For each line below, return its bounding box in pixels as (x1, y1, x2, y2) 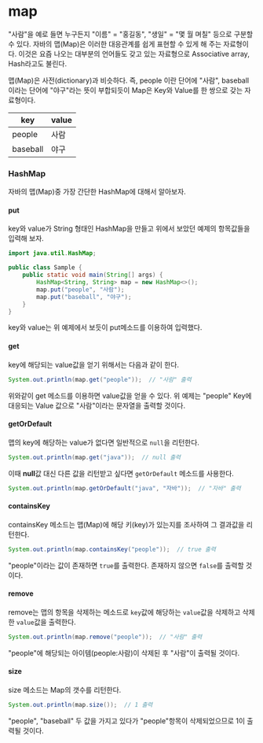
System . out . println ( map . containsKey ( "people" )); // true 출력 (8, 545, 216, 553)
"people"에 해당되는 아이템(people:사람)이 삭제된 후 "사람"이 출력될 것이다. (8, 648, 240, 657)
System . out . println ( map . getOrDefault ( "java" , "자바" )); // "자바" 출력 (8, 484, 241, 492)
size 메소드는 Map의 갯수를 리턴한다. (8, 685, 122, 694)
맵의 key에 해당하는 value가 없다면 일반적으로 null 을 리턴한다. (8, 438, 200, 447)
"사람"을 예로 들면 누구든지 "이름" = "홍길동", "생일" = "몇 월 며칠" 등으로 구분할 (8, 29, 254, 39)
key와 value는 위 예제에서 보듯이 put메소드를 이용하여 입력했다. (8, 323, 203, 332)
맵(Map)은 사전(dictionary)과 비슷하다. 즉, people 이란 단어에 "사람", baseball (8, 76, 250, 85)
